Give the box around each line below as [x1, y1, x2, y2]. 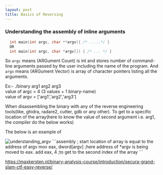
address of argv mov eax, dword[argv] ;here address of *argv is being [5, 144, 149, 150]
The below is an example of [5, 129, 62, 135]
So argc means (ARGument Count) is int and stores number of [5, 58, 132, 64]
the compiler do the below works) [5, 119, 74, 125]
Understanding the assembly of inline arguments [5, 28, 125, 35]
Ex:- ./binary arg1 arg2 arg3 [5, 83, 61, 89]
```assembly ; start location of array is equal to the [52, 139, 154, 145]
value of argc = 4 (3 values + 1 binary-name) [5, 88, 96, 94]
